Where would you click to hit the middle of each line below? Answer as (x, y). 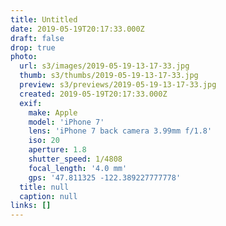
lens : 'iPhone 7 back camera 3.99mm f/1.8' (120, 131)
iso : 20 (44, 141)
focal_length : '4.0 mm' (78, 168)
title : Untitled (44, 19)
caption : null (48, 196)
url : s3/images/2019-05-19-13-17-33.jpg (104, 66)
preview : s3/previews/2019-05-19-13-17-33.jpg (118, 85)
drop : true (33, 47)
